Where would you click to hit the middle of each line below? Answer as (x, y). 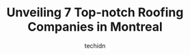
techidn (95, 45)
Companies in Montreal (95, 27)
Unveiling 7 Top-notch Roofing (95, 13)
